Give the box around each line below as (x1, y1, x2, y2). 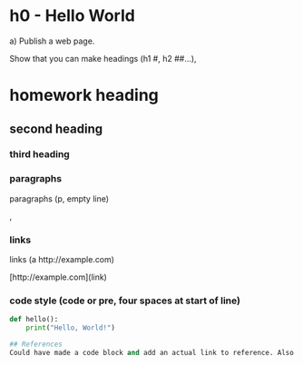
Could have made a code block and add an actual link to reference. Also (9, 348, 295, 357)
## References (9, 340, 64, 350)
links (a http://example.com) (9, 254, 115, 265)
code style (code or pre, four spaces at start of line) (9, 294, 241, 307)
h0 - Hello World (9, 5, 136, 26)
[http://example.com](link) (9, 271, 107, 282)
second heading (9, 121, 103, 136)
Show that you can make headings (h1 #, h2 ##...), (9, 53, 197, 64)
